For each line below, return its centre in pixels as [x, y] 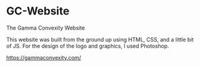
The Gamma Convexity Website [46, 28]
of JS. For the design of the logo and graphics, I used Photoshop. [88, 46]
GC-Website [38, 11]
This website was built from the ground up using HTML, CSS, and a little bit [100, 39]
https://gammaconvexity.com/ [44, 57]
